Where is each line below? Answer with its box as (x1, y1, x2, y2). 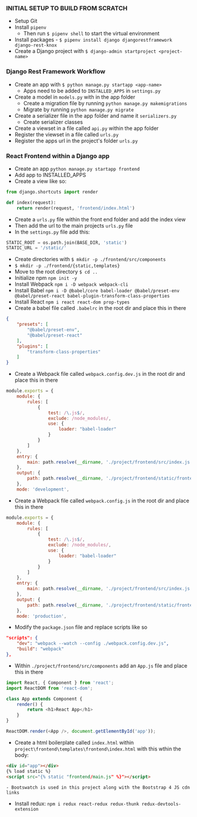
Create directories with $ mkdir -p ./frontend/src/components (14, 256, 166, 263)
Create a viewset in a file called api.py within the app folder (14, 125, 159, 132)
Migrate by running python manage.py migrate (23, 106, 134, 113)
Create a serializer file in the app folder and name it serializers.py (14, 112, 177, 119)
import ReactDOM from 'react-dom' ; (6, 685, 93, 691)
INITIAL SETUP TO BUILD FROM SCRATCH (6, 4, 128, 12)
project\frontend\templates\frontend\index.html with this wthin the (14, 745, 182, 752)
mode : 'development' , (16, 486, 69, 492)
